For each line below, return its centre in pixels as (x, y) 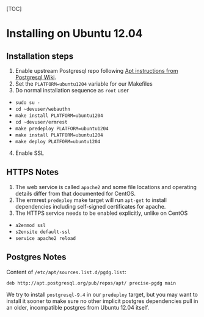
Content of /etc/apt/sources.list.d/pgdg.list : (67, 272)
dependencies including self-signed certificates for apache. (90, 206)
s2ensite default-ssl (42, 232)
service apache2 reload (46, 238)
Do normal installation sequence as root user (72, 90)
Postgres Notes (36, 257)
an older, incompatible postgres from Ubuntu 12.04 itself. (78, 307)
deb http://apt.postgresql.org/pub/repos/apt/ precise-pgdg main (91, 283)
